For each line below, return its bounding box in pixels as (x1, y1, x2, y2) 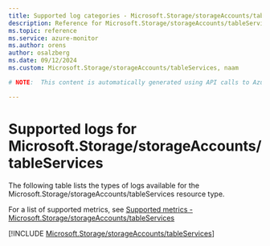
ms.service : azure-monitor (8, 34, 99, 42)
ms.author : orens (8, 42, 67, 50)
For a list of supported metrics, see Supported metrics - (8, 204, 193, 214)
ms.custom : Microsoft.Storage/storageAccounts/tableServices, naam (8, 64, 239, 72)
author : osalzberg (8, 49, 70, 57)
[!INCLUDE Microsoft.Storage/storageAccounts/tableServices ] (8, 228, 215, 238)
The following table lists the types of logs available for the (8, 180, 200, 190)
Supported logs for (8, 119, 137, 138)
